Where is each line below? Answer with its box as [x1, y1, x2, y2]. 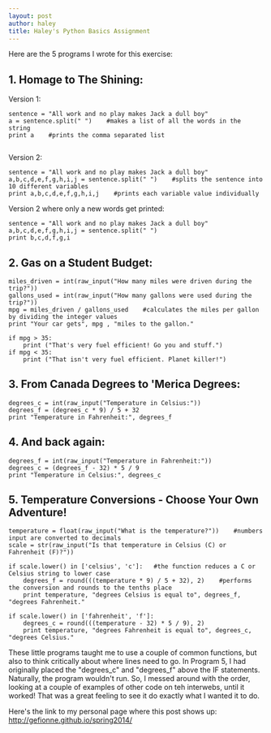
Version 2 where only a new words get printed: [8, 204, 165, 213]
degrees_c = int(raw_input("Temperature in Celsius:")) [8, 399, 201, 407]
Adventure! [8, 506, 67, 520]
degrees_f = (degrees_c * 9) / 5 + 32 [8, 406, 140, 414]
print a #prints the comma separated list [8, 132, 165, 140]
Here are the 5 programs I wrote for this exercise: [8, 50, 173, 59]
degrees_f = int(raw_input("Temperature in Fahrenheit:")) [8, 456, 213, 465]
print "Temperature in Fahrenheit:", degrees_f [8, 413, 173, 421]
